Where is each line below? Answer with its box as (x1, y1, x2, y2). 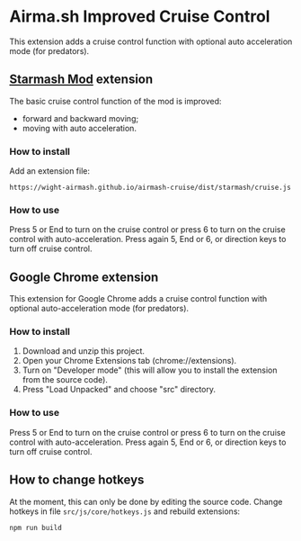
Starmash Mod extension (9, 72, 154, 87)
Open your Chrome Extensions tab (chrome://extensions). (22, 356, 237, 366)
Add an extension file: (9, 166, 90, 176)
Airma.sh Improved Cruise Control (9, 6, 270, 27)
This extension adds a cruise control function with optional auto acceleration (9, 36, 293, 47)
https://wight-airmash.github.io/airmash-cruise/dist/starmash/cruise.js (9, 183, 292, 193)
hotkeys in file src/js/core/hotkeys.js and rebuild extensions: (9, 506, 241, 517)
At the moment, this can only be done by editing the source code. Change (9, 496, 283, 507)
